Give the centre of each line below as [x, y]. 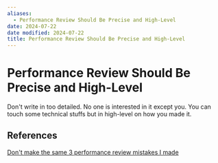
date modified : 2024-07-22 [46, 33]
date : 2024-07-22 [32, 26]
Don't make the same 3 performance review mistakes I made [93, 152]
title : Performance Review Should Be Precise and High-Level [96, 39]
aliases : [20, 13]
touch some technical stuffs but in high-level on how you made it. [99, 114]
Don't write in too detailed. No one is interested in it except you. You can [109, 107]
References [32, 136]
